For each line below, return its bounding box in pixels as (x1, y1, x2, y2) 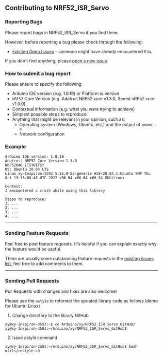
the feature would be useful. (5, 246, 62, 252)
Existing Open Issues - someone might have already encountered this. (12, 48, 153, 54)
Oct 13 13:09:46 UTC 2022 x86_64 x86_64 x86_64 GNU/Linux (5, 175, 125, 181)
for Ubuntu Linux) (5, 303, 40, 309)
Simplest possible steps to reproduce (12, 111, 87, 117)
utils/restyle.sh (5, 348, 40, 353)
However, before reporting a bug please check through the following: (5, 39, 143, 45)
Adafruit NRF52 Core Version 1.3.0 (5, 158, 77, 164)
